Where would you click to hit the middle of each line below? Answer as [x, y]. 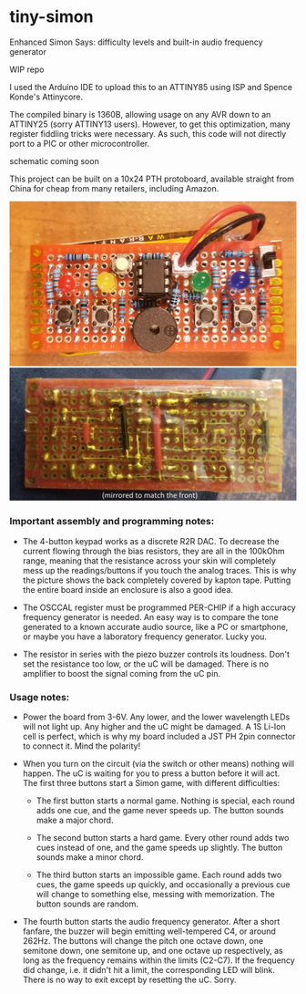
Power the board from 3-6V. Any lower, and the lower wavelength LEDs [156, 717]
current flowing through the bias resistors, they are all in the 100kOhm [153, 551]
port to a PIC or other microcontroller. [80, 143]
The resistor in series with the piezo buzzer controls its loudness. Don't [156, 654]
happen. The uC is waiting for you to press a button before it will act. [151, 773]
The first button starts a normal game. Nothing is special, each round [166, 801]
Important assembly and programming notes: [112, 522]
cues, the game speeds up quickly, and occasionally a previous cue [163, 885]
